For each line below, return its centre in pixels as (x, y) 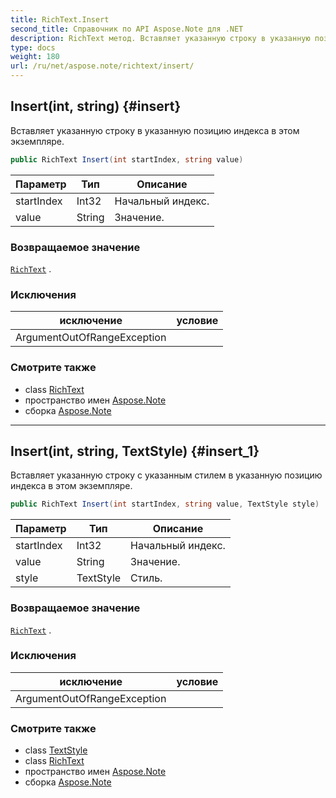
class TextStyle (56, 750)
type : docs (33, 47)
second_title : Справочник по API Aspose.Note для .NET (127, 29)
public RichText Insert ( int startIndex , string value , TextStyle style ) (165, 504)
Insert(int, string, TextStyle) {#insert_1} (135, 451)
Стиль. (146, 578)
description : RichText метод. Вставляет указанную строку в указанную (160, 38)
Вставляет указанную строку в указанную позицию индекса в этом (155, 130)
